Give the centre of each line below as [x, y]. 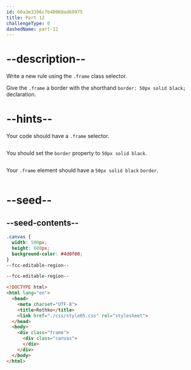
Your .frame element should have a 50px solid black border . [82, 170]
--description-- [46, 59]
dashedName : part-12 [33, 29]
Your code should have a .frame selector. [58, 136]
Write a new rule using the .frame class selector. [67, 76]
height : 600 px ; [31, 248]
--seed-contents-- [43, 223]
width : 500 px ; [30, 242]
